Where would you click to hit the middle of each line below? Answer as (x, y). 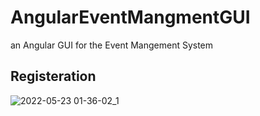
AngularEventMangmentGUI (130, 17)
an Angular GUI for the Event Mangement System (112, 45)
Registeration (53, 76)
